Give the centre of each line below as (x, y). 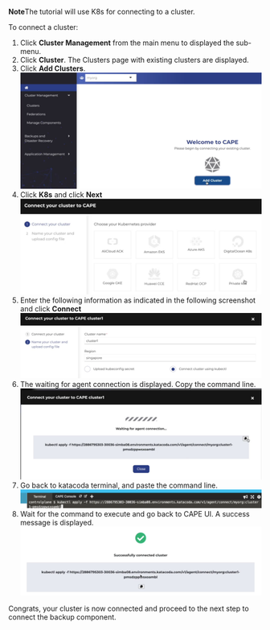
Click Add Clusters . (53, 68)
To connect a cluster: (43, 27)
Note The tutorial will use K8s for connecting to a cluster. (102, 12)
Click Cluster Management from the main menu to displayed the (127, 43)
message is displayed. (57, 523)
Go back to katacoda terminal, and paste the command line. (119, 485)
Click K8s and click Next (61, 194)
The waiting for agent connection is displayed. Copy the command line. (138, 385)
